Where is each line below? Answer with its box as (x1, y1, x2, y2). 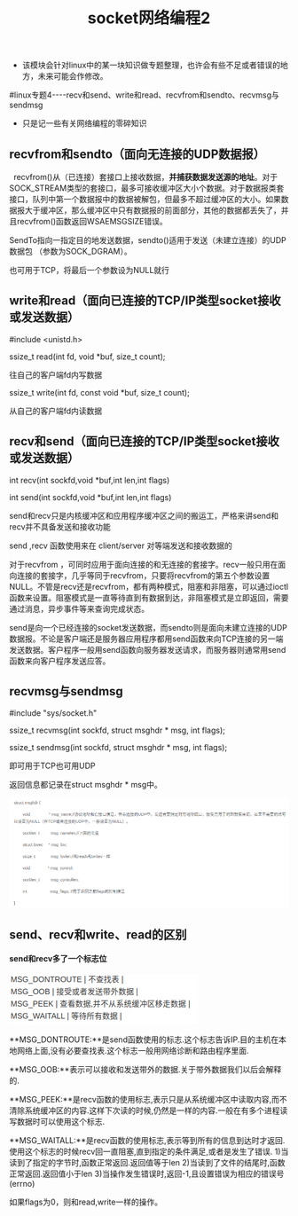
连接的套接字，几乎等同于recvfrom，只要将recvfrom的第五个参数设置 (16, 569, 271, 581)
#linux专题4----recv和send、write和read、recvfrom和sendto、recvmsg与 (9, 90, 279, 100)
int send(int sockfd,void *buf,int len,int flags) (9, 491, 172, 502)
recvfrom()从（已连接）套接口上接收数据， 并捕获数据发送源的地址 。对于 (12, 172, 278, 182)
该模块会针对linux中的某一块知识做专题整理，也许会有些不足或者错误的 (21, 59, 281, 71)
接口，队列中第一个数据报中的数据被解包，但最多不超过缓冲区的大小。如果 (9, 194, 281, 204)
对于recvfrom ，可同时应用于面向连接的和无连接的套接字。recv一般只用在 (9, 559, 278, 569)
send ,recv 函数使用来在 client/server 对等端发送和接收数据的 (9, 540, 232, 551)
